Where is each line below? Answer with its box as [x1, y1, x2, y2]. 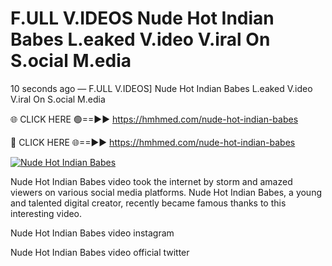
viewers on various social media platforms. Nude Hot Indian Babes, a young [10, 186, 323, 198]
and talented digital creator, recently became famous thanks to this [10, 197, 287, 209]
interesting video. [10, 207, 83, 219]
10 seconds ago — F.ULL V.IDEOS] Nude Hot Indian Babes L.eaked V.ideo [10, 82, 313, 94]
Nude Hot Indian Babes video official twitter [10, 246, 190, 258]
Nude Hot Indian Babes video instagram [10, 227, 175, 239]
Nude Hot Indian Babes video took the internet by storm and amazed [10, 175, 293, 187]
